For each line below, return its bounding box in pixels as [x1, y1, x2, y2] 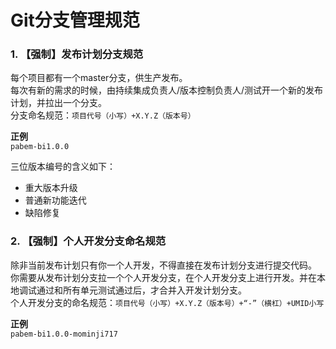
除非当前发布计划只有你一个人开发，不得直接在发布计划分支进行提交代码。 [10, 259, 317, 271]
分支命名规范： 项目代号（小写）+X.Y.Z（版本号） [10, 109, 196, 121]
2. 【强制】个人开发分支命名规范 [10, 234, 167, 248]
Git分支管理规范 [10, 9, 140, 32]
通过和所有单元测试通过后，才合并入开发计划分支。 [36, 284, 247, 296]
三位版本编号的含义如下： [10, 161, 116, 173]
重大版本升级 [24, 182, 78, 194]
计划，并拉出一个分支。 [10, 97, 107, 109]
